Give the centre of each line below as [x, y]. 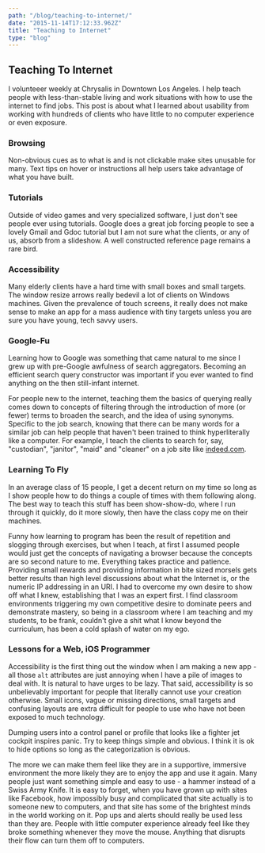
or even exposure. [38, 123]
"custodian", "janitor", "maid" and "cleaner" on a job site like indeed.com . [127, 449]
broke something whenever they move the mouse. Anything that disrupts [127, 832]
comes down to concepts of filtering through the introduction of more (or [127, 407]
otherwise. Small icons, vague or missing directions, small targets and [122, 700]
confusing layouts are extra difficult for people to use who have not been [127, 708]
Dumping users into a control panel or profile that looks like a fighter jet [124, 732]
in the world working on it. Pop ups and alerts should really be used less [125, 815]
